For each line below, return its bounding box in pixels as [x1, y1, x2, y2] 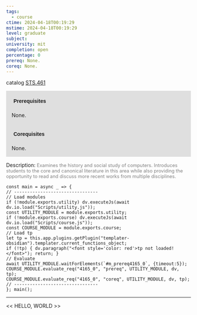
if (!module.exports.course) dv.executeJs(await [6, 215, 127, 221]
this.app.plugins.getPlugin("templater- [29, 235, 130, 241]
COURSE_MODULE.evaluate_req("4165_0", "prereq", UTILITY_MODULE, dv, [6, 266, 180, 272]
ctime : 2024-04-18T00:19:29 [6, 19, 75, 25]
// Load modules [6, 194, 46, 200]
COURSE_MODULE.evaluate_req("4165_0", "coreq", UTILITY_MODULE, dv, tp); [6, 276, 191, 282]
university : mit [6, 42, 46, 48]
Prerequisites [13, 98, 46, 104]
